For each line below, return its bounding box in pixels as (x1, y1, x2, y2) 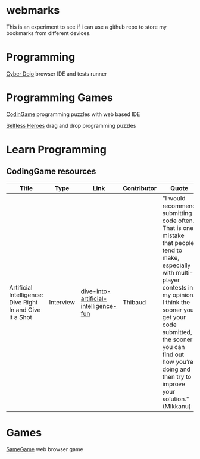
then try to (162, 372, 192, 381)
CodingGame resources (6, 166, 96, 177)
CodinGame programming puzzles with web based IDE (6, 111, 140, 118)
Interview (49, 298, 76, 306)
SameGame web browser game (6, 445, 83, 452)
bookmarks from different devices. (6, 29, 91, 36)
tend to (162, 246, 183, 254)
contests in (162, 283, 193, 291)
